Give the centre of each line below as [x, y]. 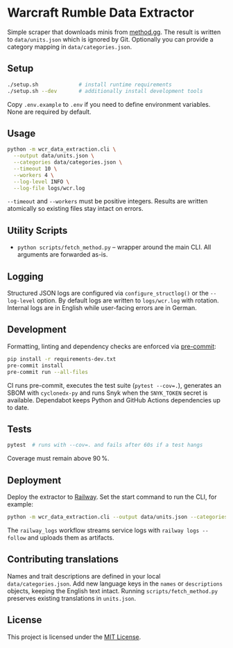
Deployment [34, 480]
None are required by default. [49, 112]
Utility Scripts [37, 230]
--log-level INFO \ [42, 182]
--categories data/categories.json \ [68, 162]
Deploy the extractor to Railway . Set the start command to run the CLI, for [112, 497]
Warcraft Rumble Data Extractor [101, 13]
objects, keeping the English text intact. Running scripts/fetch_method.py [113, 590]
